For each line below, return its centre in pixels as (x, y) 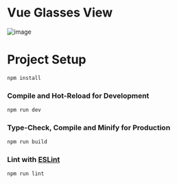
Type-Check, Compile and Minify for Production (89, 127)
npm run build (27, 142)
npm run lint (26, 174)
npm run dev (24, 110)
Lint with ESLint (34, 160)
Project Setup (47, 60)
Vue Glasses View (60, 13)
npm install (24, 78)
